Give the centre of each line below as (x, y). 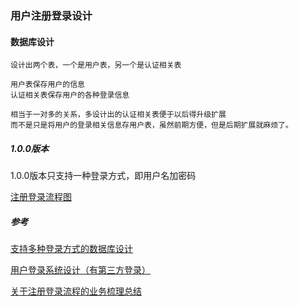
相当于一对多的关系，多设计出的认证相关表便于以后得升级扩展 (118, 115)
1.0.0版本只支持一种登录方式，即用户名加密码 (103, 176)
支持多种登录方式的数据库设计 (71, 249)
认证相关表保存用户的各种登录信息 (70, 95)
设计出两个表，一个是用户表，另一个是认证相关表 (96, 65)
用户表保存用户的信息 (47, 85)
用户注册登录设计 (51, 15)
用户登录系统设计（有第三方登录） (80, 270)
